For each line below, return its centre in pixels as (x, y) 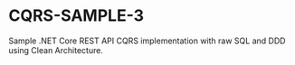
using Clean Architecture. (56, 50)
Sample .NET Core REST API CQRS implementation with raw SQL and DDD (147, 41)
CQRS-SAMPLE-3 (76, 16)
